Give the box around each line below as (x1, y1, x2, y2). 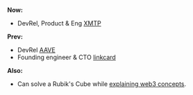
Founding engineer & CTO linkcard (17, 53, 116, 61)
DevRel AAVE (17, 46, 56, 54)
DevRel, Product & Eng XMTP (17, 19, 102, 27)
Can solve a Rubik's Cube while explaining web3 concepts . (17, 80, 187, 88)
